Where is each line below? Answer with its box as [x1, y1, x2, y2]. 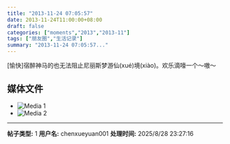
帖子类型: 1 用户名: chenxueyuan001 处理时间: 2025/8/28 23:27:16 [7, 129, 194, 137]
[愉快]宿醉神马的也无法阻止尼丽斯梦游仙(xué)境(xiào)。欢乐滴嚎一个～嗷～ [7, 61, 217, 69]
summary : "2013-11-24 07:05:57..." [7, 42, 109, 48]
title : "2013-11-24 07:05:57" [7, 10, 94, 17]
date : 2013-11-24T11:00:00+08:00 [7, 16, 103, 23]
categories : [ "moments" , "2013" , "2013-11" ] [7, 29, 130, 36]
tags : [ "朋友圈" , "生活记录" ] [7, 35, 84, 42]
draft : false [7, 23, 44, 29]
